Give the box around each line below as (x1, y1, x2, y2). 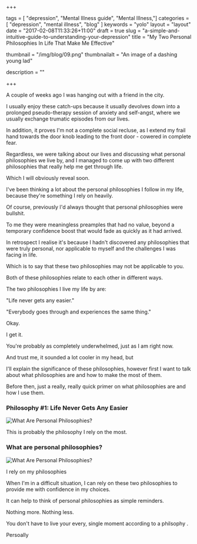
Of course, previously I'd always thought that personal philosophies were (6, 203, 183, 211)
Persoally (6, 531, 29, 538)
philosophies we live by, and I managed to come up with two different (6, 157, 175, 163)
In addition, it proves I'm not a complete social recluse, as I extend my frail (6, 127, 186, 134)
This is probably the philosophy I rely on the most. (6, 429, 128, 436)
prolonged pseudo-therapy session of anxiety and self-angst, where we (6, 109, 181, 116)
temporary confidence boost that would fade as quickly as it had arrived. (6, 228, 183, 234)
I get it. (6, 331, 23, 338)
